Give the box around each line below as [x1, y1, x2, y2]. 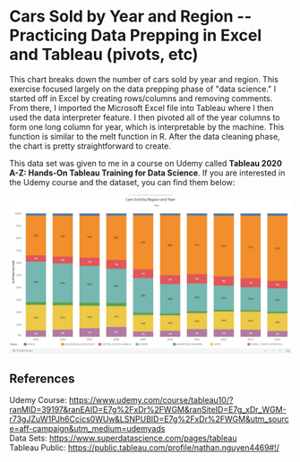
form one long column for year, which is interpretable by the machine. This [9, 121, 285, 132]
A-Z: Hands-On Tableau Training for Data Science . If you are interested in [9, 167, 286, 178]
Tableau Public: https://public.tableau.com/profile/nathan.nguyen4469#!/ [9, 442, 280, 453]
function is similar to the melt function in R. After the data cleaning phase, [9, 131, 280, 141]
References [9, 371, 75, 386]
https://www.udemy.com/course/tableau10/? [68, 395, 234, 406]
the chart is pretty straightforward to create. [9, 141, 172, 151]
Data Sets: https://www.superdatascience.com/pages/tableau [9, 432, 237, 444]
